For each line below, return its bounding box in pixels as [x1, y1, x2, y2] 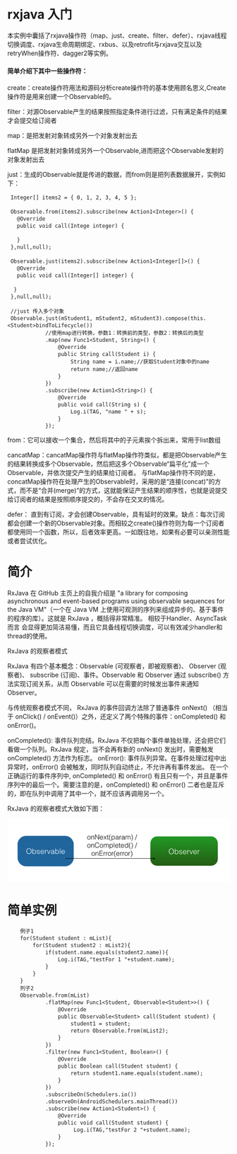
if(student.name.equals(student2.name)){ [44, 949, 169, 956]
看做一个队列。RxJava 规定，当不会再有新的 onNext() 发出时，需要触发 [7, 745, 214, 754]
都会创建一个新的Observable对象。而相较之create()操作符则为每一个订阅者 [7, 519, 225, 527]
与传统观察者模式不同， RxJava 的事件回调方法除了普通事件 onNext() [7, 704, 208, 712]
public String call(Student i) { [57, 351, 157, 358]
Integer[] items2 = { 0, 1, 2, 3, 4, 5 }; [10, 194, 138, 202]
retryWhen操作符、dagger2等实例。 [7, 49, 113, 57]
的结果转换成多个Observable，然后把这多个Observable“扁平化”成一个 [7, 459, 209, 468]
